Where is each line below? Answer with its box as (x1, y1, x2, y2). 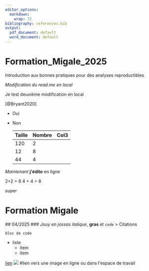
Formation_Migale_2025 (5, 56, 107, 67)
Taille (14, 132, 28, 138)
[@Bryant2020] (5, 101, 37, 106)
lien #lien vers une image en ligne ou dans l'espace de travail (5, 260, 136, 266)
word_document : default (9, 35, 58, 40)
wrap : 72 (14, 16, 32, 21)
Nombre (33, 132, 52, 138)
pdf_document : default (9, 30, 56, 35)
